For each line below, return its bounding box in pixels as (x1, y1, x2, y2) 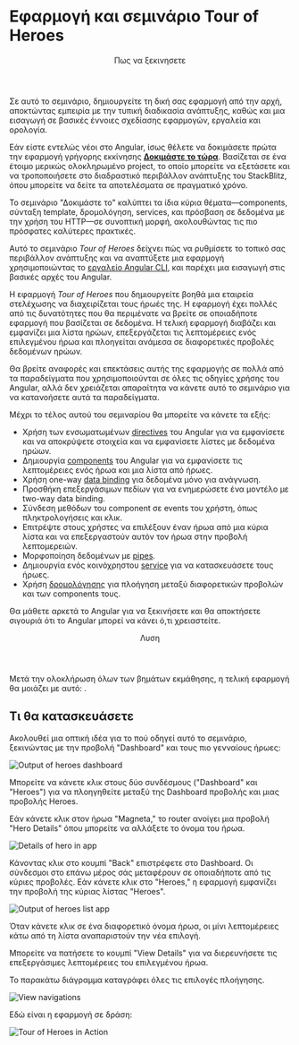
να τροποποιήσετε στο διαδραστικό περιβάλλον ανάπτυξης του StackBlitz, (9, 170, 287, 181)
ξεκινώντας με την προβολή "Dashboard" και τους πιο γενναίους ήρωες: (9, 741, 281, 753)
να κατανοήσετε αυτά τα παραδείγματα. (9, 391, 160, 402)
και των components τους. (21, 588, 121, 599)
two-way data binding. (21, 493, 105, 503)
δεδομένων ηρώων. (9, 346, 83, 356)
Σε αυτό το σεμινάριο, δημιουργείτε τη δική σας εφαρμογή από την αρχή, (9, 96, 283, 107)
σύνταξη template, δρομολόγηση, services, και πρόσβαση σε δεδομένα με (9, 206, 286, 217)
